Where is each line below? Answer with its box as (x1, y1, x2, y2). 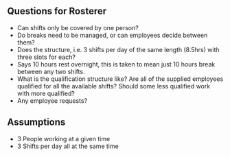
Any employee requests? (16, 96, 88, 105)
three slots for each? (16, 53, 76, 61)
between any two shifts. (16, 67, 85, 75)
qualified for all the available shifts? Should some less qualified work (16, 82, 211, 90)
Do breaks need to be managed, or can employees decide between (16, 31, 208, 39)
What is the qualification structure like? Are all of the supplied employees (16, 75, 224, 83)
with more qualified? (16, 89, 76, 97)
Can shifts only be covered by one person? (16, 23, 139, 32)
